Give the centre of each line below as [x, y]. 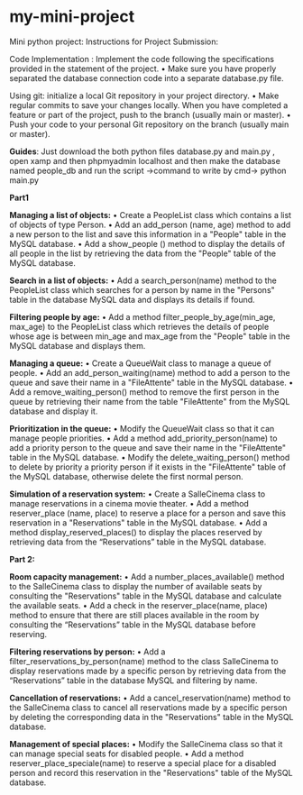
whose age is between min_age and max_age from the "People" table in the [150, 336]
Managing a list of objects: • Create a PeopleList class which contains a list [150, 215]
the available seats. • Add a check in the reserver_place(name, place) [138, 605]
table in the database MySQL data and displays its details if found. [132, 299]
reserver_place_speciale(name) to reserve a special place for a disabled [143, 763]
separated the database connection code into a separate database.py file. [147, 78]
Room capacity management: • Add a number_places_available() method [147, 576]
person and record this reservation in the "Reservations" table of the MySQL [151, 772]
